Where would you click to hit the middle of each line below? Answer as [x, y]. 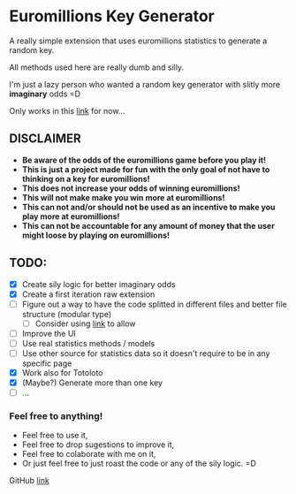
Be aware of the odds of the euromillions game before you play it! [144, 160]
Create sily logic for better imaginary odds [99, 284]
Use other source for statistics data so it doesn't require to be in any [146, 353]
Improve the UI [49, 333]
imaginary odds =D [45, 94]
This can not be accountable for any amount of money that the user [148, 225]
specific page [47, 363]
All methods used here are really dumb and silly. [96, 67]
